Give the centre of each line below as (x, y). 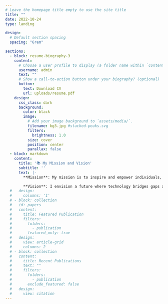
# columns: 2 (28, 247)
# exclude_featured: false (44, 284)
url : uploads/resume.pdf (49, 93)
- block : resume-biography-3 (40, 56)
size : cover (40, 140)
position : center (45, 144)
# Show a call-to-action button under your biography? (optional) (89, 79)
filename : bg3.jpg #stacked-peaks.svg (68, 126)
